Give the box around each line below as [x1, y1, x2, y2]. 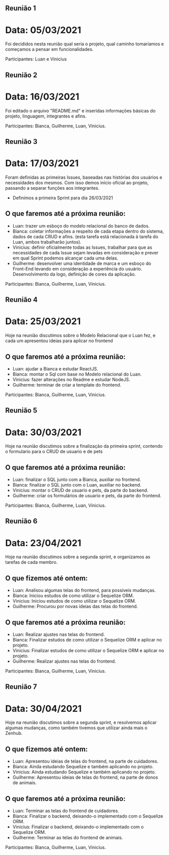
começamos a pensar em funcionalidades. [5, 46, 94, 52]
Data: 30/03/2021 [5, 426, 82, 438]
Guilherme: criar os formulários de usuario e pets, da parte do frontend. [12, 493, 161, 499]
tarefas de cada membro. [5, 559, 58, 565]
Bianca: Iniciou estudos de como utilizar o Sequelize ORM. [12, 593, 134, 599]
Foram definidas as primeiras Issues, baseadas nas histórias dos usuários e [5, 174, 162, 180]
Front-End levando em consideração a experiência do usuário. [12, 265, 142, 272]
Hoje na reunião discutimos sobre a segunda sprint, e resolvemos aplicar [5, 719, 157, 726]
